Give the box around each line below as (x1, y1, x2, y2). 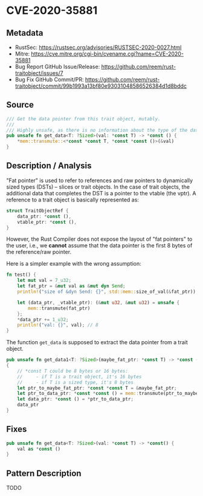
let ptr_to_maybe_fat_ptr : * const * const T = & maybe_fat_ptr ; (17, 385, 177, 391)
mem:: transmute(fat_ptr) (28, 305, 91, 312)
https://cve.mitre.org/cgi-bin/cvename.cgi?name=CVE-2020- (31, 50, 184, 57)
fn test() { (6, 272, 36, 278)
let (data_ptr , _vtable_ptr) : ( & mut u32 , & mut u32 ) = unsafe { (17, 299, 180, 305)
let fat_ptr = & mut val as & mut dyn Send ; (17, 283, 126, 289)
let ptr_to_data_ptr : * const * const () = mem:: (17, 391, 139, 397)
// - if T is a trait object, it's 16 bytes (17, 373, 142, 380)
